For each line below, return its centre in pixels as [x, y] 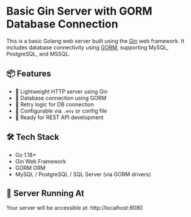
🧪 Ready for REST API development [59, 117]
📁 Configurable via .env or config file [61, 111]
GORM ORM [30, 168]
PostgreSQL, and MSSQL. [39, 53]
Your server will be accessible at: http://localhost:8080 [75, 208]
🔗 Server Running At [45, 193]
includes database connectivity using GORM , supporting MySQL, [87, 47]
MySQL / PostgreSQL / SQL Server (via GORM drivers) [83, 174]
